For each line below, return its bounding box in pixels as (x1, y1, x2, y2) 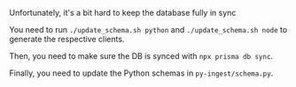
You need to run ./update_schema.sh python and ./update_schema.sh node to (9, 25, 288, 34)
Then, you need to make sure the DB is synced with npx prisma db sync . (9, 51, 273, 61)
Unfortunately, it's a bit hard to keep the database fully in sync (9, 8, 237, 18)
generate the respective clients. (9, 34, 125, 44)
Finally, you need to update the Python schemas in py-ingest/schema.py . (9, 68, 274, 78)
